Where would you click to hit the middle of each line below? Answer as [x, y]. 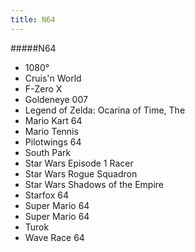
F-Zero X [43, 88]
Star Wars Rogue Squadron [81, 173]
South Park [48, 152]
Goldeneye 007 [56, 99]
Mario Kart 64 [53, 120]
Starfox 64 [46, 195]
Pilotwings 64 [53, 142]
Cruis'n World [53, 78]
